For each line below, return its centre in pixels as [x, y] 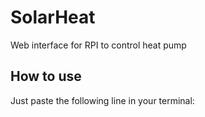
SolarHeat [53, 17]
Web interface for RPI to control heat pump [98, 45]
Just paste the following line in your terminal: [102, 100]
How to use [46, 76]
